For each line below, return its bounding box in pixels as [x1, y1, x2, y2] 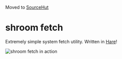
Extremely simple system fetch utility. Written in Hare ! [5, 38, 117, 44]
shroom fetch [5, 22, 64, 33]
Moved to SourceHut [5, 5, 49, 10]
